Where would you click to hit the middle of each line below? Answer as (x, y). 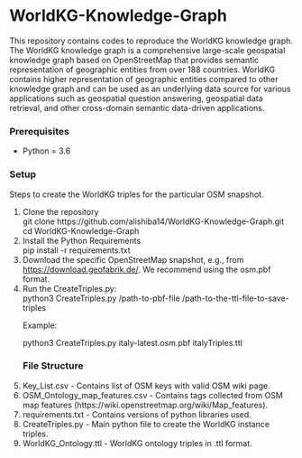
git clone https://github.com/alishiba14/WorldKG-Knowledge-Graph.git (153, 221)
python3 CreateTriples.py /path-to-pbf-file (101, 298)
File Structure (53, 366)
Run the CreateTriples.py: (69, 288)
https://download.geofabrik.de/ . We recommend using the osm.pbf (146, 269)
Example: (40, 325)
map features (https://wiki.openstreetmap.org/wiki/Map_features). (145, 405)
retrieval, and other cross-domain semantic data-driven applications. (137, 107)
